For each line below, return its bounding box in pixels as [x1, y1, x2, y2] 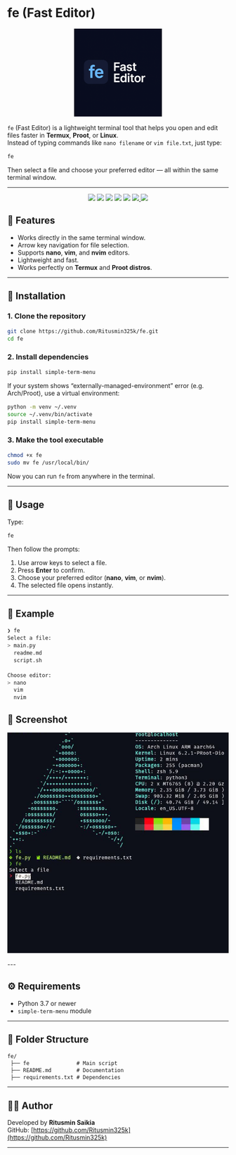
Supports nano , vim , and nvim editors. [17, 248, 130, 257]
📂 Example [7, 607, 55, 619]
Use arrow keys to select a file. [17, 558, 107, 567]
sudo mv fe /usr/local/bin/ [7, 459, 90, 467]
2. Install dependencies [7, 351, 89, 361]
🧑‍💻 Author [7, 1099, 53, 1111]
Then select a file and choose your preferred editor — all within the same [7, 165, 219, 174]
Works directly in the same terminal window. [17, 233, 146, 242]
